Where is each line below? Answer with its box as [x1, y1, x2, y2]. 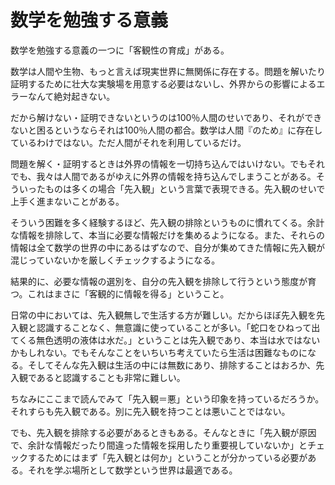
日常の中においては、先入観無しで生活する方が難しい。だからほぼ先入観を [10, 309, 317, 321]
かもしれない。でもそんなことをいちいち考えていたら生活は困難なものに [10, 346, 308, 358]
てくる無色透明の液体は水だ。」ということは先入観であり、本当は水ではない [10, 334, 321, 346]
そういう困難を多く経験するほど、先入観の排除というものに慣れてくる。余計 [10, 216, 325, 228]
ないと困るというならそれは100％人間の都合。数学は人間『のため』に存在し [10, 124, 323, 136]
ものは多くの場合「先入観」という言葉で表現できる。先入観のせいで [44, 182, 326, 195]
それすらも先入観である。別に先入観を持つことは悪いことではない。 [10, 405, 291, 417]
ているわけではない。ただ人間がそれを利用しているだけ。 [10, 136, 247, 148]
